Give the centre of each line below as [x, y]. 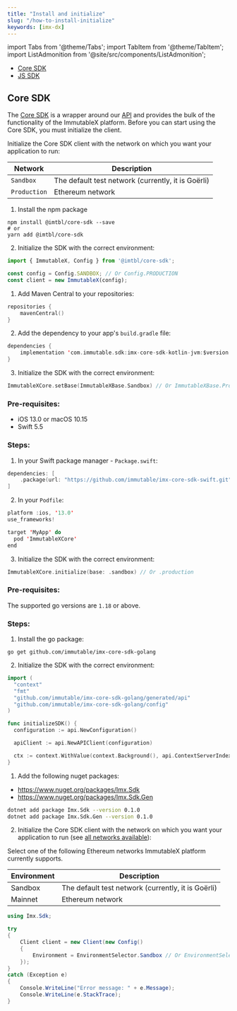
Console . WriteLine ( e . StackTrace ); [71, 995]
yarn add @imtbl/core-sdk [45, 235]
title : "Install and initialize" [56, 14]
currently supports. [35, 858]
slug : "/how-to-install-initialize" [61, 20]
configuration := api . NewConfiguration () [75, 731]
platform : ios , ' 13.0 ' [41, 513]
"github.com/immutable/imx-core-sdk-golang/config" [91, 704]
